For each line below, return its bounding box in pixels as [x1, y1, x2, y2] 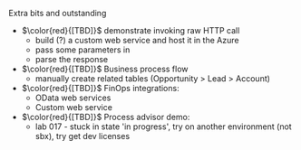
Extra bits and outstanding [8, 8, 107, 18]
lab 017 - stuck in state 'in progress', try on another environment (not [34, 121, 292, 132]
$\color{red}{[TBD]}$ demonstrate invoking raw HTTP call [21, 25, 240, 35]
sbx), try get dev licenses [34, 131, 131, 141]
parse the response [34, 54, 109, 64]
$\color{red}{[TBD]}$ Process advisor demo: [21, 112, 190, 122]
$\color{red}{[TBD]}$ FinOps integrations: [21, 83, 180, 93]
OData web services [34, 92, 112, 103]
